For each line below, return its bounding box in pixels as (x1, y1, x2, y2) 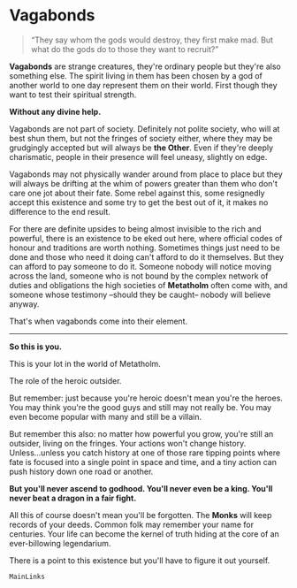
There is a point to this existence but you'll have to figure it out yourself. (9, 554, 270, 566)
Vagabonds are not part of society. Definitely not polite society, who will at (9, 123, 280, 134)
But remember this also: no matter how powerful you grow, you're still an (9, 428, 274, 439)
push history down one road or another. (9, 466, 154, 477)
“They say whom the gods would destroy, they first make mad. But (30, 34, 274, 45)
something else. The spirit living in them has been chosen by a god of (9, 70, 263, 80)
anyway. (9, 298, 40, 309)
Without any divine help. (9, 106, 102, 117)
